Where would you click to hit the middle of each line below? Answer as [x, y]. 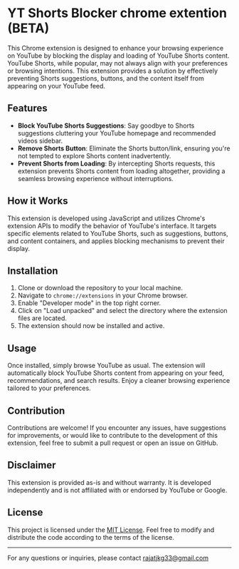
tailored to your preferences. [49, 388]
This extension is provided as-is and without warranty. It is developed [109, 482]
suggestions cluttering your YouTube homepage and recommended [117, 133]
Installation [33, 271]
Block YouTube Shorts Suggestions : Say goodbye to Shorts [106, 125]
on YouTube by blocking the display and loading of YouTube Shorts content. [118, 56]
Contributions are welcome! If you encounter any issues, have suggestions [117, 428]
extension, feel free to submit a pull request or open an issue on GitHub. [113, 443]
